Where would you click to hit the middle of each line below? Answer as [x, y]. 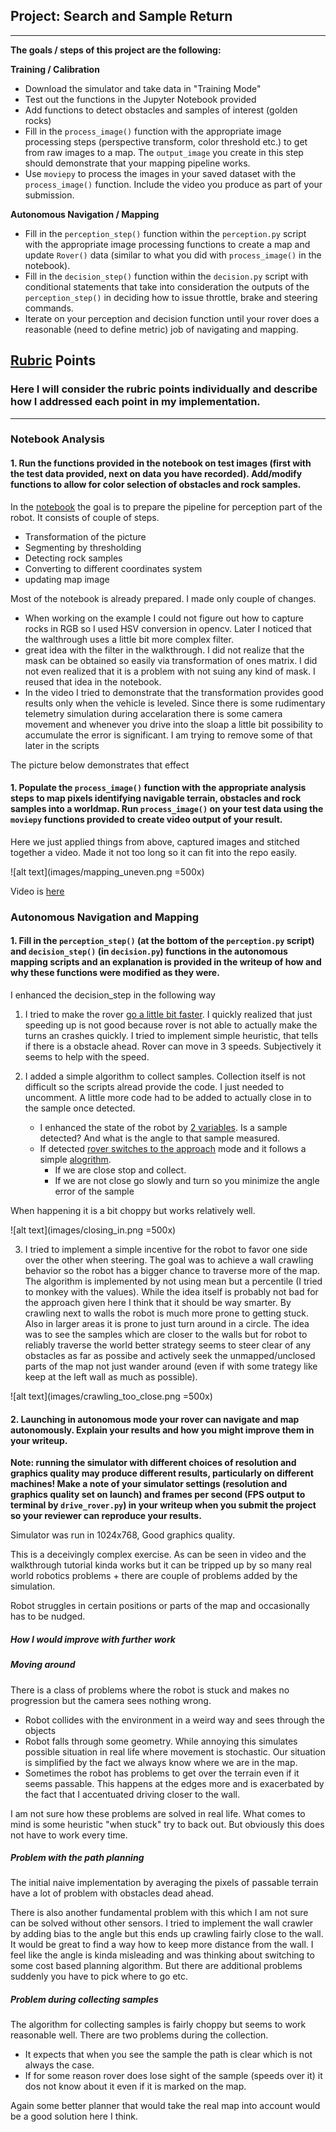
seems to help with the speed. [87, 1056]
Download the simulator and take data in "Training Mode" [143, 88]
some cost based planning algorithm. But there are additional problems [156, 1966]
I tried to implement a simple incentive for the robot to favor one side [166, 1249]
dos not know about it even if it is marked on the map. [135, 2086]
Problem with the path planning [77, 1858]
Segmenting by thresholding [83, 547]
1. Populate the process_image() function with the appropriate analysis [158, 788]
